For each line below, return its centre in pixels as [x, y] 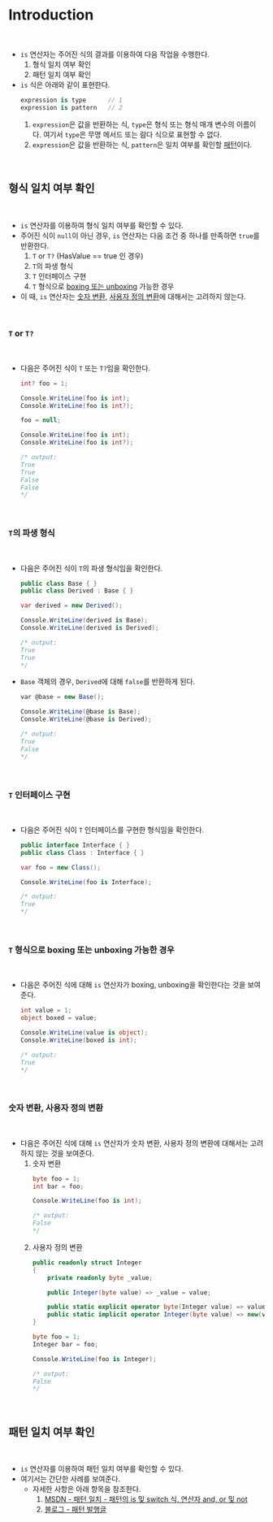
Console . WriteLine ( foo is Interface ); [86, 882]
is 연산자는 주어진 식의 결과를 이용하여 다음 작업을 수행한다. [115, 54]
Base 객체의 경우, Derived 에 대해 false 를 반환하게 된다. [108, 682]
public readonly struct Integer [87, 1262]
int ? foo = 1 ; [44, 384]
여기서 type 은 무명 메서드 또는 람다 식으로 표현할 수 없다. [132, 134]
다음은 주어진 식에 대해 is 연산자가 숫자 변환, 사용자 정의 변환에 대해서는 [134, 1143]
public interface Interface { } [75, 845]
